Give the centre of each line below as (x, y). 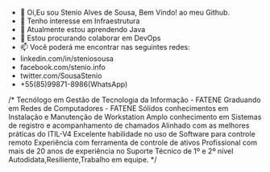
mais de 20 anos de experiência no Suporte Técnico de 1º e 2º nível (121, 151)
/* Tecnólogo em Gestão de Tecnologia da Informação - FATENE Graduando (135, 100)
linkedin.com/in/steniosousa (67, 59)
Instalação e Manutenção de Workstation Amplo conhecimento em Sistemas (135, 117)
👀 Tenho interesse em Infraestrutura (80, 21)
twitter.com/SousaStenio (61, 76)
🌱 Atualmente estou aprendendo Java (83, 29)
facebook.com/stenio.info (63, 67)
